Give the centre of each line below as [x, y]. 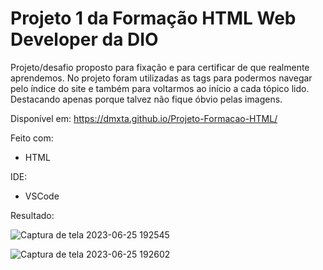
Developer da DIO [84, 39]
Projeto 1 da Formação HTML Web [153, 18]
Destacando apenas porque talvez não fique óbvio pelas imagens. [146, 99]
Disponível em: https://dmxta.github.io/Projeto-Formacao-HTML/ [144, 118]
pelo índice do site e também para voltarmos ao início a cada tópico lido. [160, 88]
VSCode [42, 196]
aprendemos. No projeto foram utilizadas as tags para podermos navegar [161, 78]
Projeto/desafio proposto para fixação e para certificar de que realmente [160, 67]
